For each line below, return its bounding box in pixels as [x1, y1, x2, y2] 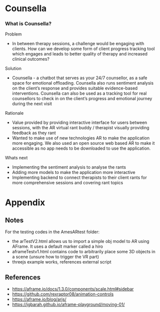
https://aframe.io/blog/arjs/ [12, 296, 66, 302]
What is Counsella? [5, 20, 52, 27]
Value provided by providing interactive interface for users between [12, 120, 147, 125]
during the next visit [12, 101, 52, 107]
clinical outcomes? [12, 56, 50, 62]
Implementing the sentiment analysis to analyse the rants [12, 164, 126, 170]
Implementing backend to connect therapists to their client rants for [12, 174, 147, 180]
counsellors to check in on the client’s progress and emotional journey [12, 96, 153, 102]
